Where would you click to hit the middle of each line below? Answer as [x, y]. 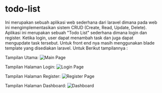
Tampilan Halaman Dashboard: [36, 85]
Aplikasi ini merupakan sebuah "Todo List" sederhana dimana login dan [76, 32]
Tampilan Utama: [22, 57]
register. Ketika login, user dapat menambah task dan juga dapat [69, 38]
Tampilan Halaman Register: [33, 76]
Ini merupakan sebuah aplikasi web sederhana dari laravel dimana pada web [81, 22]
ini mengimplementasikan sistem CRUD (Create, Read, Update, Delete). [76, 27]
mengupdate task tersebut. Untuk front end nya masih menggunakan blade [80, 43]
